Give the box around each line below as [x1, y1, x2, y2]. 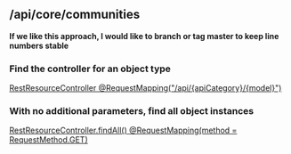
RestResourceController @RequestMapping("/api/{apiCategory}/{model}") [9, 83, 282, 93]
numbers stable [9, 40, 69, 51]
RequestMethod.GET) [9, 134, 89, 145]
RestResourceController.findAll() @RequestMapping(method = [9, 125, 238, 136]
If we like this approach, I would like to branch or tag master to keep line [9, 30, 279, 41]
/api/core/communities [9, 7, 141, 22]
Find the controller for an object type [9, 62, 172, 75]
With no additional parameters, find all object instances [9, 105, 255, 118]
